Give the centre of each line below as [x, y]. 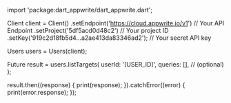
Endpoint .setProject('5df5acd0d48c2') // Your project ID [88, 31]
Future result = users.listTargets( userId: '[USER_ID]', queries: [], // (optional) [115, 64]
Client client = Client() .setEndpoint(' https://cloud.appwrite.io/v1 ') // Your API [116, 23]
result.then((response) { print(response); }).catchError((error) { [96, 85]
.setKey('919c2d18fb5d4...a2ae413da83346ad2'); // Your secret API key [109, 38]
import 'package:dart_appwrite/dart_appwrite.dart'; [80, 10]
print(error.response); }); [42, 92]
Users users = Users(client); [47, 51]
